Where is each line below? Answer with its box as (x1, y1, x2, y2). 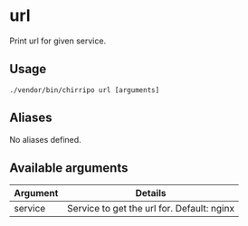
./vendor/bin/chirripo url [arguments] (9, 85, 160, 95)
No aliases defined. (9, 134, 81, 145)
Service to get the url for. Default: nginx (67, 202, 235, 215)
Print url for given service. (9, 35, 107, 46)
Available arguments (9, 160, 129, 175)
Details (135, 187, 167, 200)
